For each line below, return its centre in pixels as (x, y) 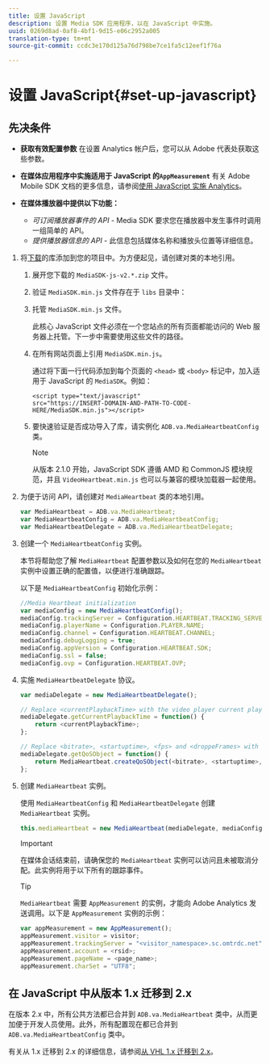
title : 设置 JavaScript (47, 16)
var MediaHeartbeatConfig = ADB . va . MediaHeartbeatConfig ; (119, 519)
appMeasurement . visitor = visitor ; (80, 936)
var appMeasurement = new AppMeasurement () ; (96, 929)
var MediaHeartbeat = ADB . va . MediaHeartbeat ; (98, 512)
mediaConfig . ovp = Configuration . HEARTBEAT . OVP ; (103, 663)
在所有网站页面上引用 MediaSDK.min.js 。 (99, 354)
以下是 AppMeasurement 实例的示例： (107, 913)
